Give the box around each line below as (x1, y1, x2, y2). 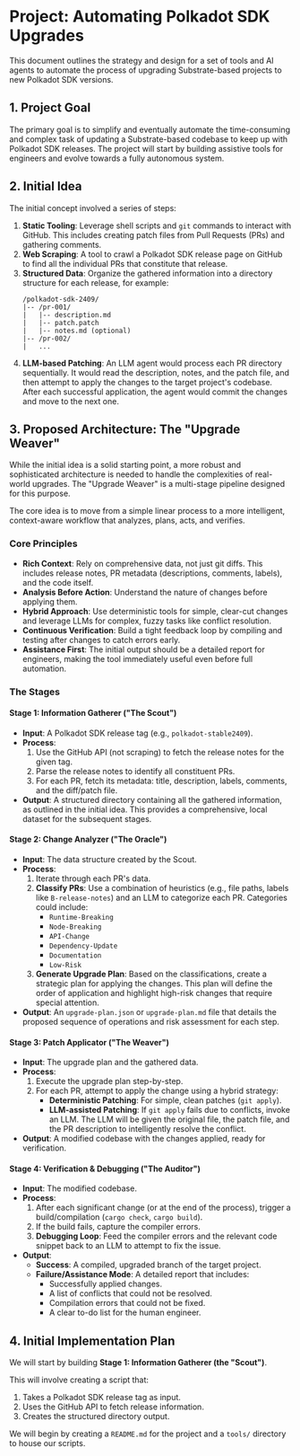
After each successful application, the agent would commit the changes (21, 386, 288, 397)
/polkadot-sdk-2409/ (21, 295, 99, 304)
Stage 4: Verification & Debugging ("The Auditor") (9, 1163, 201, 1174)
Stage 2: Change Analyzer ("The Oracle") (9, 834, 167, 845)
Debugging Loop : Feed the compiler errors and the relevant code (35, 1231, 278, 1241)
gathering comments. (21, 239, 102, 250)
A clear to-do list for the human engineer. (48, 1307, 201, 1318)
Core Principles (9, 537, 78, 550)
